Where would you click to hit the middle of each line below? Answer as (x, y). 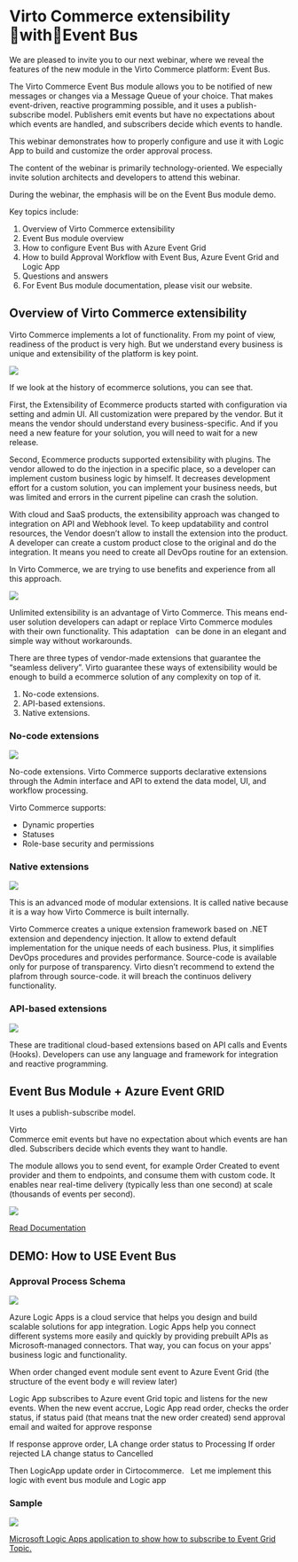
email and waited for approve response (81, 1427)
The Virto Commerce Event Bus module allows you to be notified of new (141, 86)
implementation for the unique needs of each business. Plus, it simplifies (142, 948)
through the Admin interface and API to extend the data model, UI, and (138, 781)
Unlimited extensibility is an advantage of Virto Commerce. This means (139, 612)
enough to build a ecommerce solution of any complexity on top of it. (135, 677)
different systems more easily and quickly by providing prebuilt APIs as (139, 1336)
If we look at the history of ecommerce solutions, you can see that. (131, 387)
